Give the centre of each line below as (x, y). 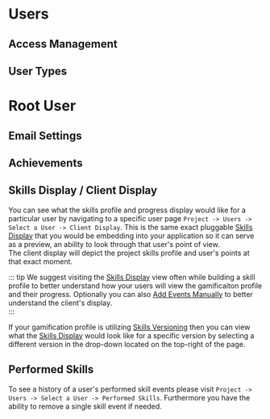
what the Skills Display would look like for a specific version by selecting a (131, 335)
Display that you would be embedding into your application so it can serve (131, 236)
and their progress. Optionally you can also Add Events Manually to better (131, 294)
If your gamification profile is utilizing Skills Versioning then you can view (129, 327)
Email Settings (45, 135)
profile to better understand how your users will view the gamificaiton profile (135, 285)
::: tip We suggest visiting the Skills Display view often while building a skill (132, 277)
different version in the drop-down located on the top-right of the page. (127, 344)
